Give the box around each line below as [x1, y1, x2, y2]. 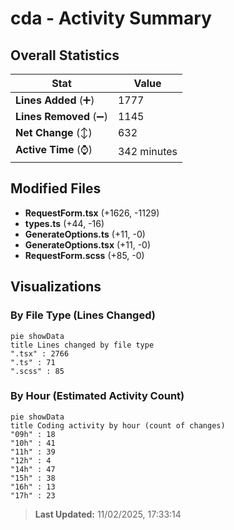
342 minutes [117, 144, 178, 158]
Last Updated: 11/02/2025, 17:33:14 [34, 508, 182, 520]
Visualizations [10, 278, 102, 296]
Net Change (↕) [15, 126, 93, 139]
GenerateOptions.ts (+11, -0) [24, 228, 146, 240]
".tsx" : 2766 [10, 348, 70, 359]
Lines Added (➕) [15, 93, 95, 107]
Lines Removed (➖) [15, 110, 108, 123]
